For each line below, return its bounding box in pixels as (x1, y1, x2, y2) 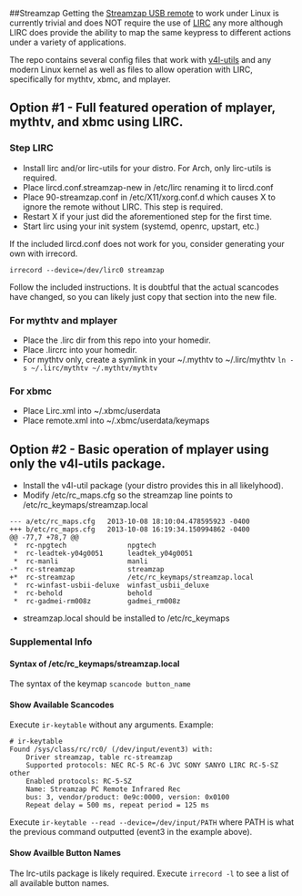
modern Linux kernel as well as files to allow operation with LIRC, (9, 64, 253, 75)
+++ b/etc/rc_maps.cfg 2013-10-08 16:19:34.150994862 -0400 (9, 525, 250, 534)
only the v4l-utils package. (9, 456, 166, 471)
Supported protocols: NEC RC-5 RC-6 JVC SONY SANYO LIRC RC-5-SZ (25, 761, 279, 770)
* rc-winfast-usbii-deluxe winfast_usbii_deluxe (13, 581, 209, 591)
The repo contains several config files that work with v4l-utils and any (9, 55, 272, 65)
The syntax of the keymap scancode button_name (9, 678, 191, 689)
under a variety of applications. (9, 36, 126, 47)
